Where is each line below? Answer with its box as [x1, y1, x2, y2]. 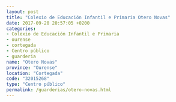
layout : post [6, 8, 39, 15]
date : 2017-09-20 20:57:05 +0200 [6, 20, 90, 26]
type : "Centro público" [6, 82, 66, 88]
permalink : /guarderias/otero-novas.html [6, 87, 112, 93]
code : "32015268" [6, 76, 50, 82]
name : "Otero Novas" [6, 59, 58, 65]
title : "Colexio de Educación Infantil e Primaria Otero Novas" [6, 14, 171, 20]
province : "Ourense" [6, 64, 58, 71]
